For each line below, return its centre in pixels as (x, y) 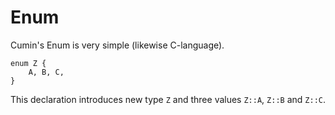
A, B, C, (46, 72)
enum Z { (28, 63)
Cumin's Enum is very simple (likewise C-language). (117, 45)
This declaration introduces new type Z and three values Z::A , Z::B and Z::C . (168, 99)
